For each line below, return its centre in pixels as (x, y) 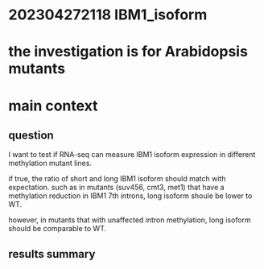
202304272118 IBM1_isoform (108, 15)
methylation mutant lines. (50, 163)
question (31, 135)
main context (53, 106)
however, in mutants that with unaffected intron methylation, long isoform (130, 220)
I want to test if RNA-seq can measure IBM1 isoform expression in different (132, 155)
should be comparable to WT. (58, 229)
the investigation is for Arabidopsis (128, 52)
